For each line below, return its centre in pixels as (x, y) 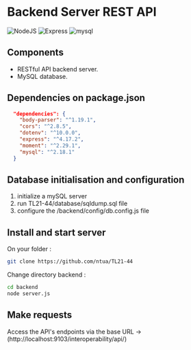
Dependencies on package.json (76, 98)
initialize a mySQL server (52, 196)
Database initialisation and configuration (96, 179)
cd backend (23, 288)
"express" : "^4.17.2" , (52, 139)
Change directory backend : (47, 275)
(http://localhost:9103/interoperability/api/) (67, 339)
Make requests (40, 315)
